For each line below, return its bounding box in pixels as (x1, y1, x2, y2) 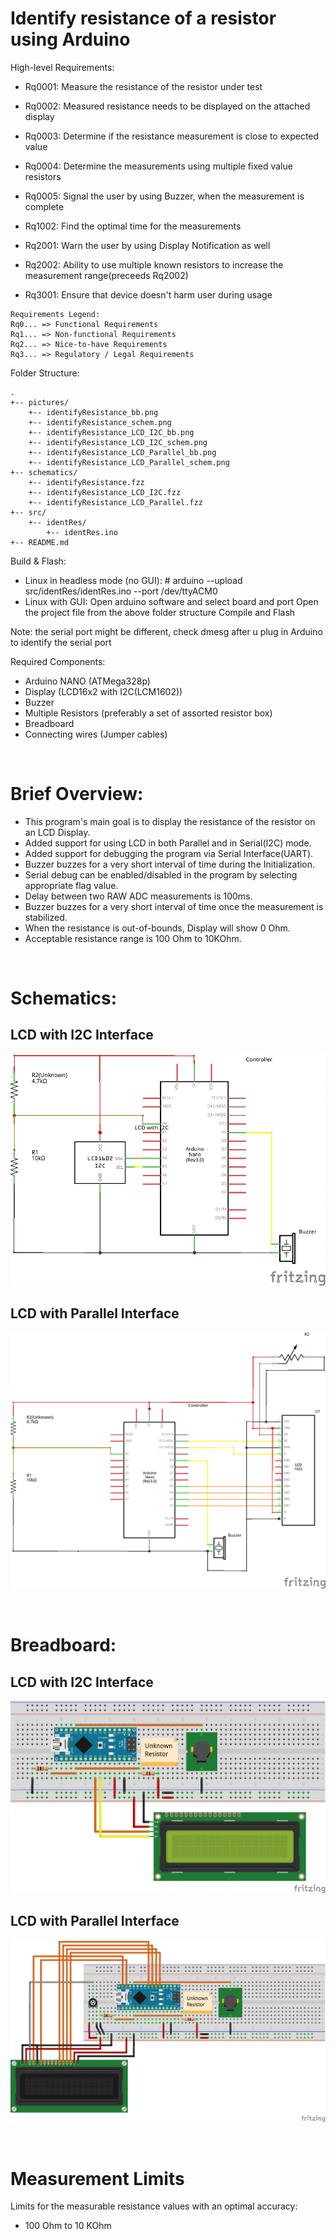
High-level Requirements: (10, 61, 115, 73)
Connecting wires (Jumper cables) (24, 728, 168, 740)
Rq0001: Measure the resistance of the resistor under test (24, 80, 263, 92)
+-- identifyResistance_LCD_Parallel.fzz (28, 497, 203, 507)
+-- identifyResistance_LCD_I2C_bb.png (28, 427, 195, 437)
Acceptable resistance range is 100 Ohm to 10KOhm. (24, 932, 242, 944)
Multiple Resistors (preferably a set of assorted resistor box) (24, 707, 273, 719)
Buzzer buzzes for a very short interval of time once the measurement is (24, 900, 324, 912)
